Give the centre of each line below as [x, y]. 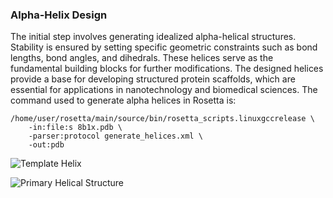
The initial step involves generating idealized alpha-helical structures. [153, 37]
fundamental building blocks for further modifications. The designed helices [167, 69]
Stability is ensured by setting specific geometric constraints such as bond [164, 47]
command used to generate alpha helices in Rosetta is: [123, 100]
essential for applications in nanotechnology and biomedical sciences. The [164, 90]
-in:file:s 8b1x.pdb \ [75, 128]
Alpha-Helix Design [59, 15]
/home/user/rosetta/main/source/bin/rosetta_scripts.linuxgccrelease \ [162, 119]
